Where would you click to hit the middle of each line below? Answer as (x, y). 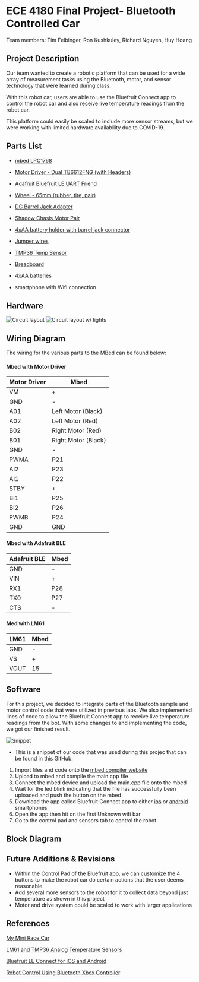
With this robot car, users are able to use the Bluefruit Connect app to (91, 97)
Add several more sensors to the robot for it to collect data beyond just (101, 892)
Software (23, 690)
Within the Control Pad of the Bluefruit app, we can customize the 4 (97, 873)
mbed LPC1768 (33, 160)
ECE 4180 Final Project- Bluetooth (91, 11)
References (28, 924)
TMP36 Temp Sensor (41, 252)
